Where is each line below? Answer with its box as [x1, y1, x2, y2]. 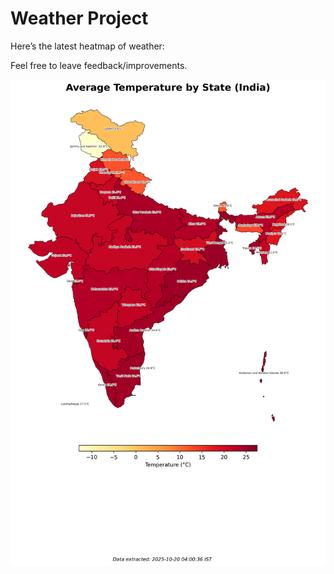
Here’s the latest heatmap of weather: [10, 40, 165, 52]
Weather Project [10, 7, 149, 30]
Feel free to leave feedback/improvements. [10, 59, 188, 71]
